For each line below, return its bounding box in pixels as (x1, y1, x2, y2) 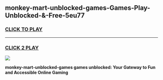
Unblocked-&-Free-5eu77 (5, 12, 85, 20)
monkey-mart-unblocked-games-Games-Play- (5, 4, 150, 12)
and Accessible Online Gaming (5, 69, 68, 75)
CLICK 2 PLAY (5, 44, 39, 51)
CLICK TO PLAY (5, 26, 43, 33)
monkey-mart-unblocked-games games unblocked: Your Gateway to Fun (5, 64, 156, 70)
